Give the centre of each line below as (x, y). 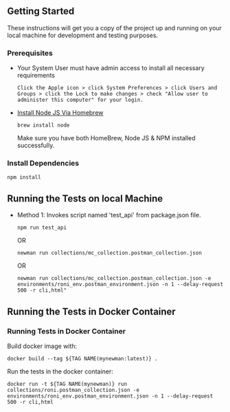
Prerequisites (30, 53)
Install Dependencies (43, 163)
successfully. (36, 145)
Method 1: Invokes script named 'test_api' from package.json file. (109, 215)
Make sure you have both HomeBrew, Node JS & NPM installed (106, 138)
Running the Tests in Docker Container (92, 311)
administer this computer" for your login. (80, 100)
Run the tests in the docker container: (60, 371)
